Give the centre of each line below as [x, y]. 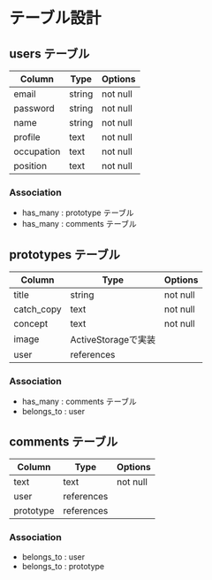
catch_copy [38, 309]
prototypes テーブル [65, 255]
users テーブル [49, 54]
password [34, 108]
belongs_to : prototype [63, 566]
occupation [37, 151]
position [30, 166]
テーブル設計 [55, 18]
